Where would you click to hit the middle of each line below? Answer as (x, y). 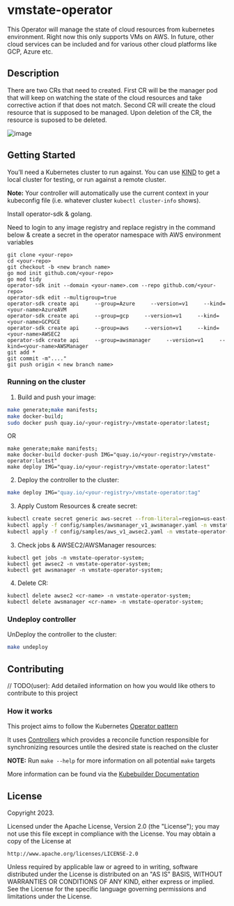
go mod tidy (24, 279)
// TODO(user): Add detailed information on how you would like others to (111, 685)
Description (33, 73)
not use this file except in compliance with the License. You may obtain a (111, 834)
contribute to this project (42, 693)
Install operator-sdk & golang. (50, 214)
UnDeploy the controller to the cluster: (62, 634)
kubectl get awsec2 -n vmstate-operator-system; (79, 564)
